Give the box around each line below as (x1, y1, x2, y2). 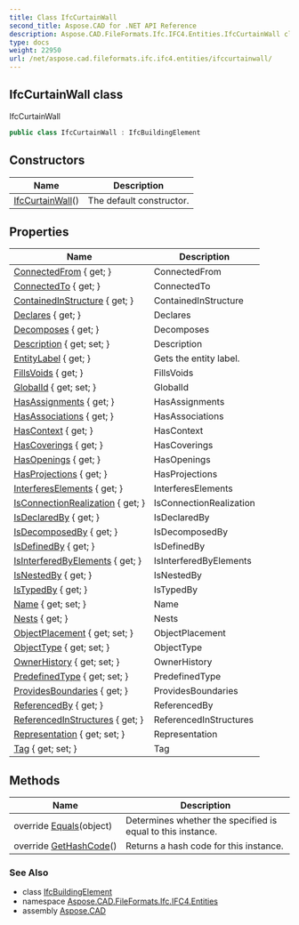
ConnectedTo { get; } (13, 280, 101, 293)
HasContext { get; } (13, 424, 93, 437)
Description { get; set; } (13, 338, 110, 350)
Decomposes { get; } (13, 324, 100, 336)
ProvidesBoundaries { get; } (13, 685, 129, 697)
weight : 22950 (9, 46, 62, 55)
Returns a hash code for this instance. (125, 840, 284, 852)
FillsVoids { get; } (13, 366, 84, 379)
